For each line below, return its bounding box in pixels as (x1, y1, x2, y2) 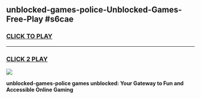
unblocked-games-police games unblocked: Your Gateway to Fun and (6, 79, 184, 86)
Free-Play (6, 14, 44, 25)
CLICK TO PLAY (6, 32, 53, 41)
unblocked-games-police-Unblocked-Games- (6, 5, 182, 15)
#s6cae (44, 14, 74, 25)
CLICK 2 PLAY (6, 55, 48, 63)
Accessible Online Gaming (6, 86, 74, 93)
